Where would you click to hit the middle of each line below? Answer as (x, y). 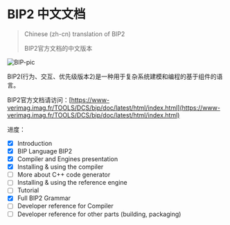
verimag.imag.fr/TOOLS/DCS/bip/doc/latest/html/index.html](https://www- (114, 108)
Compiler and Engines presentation (68, 159)
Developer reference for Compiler (65, 206)
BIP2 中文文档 (46, 14)
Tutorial (28, 190)
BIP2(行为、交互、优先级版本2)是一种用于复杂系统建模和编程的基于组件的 (112, 76)
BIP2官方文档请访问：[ (39, 100)
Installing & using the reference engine (72, 183)
